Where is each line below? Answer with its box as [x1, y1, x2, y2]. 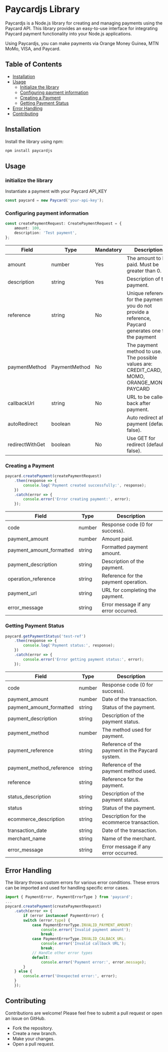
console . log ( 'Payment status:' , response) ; [23, 643, 115, 648]
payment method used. [101, 767, 156, 774]
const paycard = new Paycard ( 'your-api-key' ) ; [5, 198, 104, 203]
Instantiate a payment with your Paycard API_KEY [5, 188, 107, 194]
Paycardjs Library [5, 3, 80, 15]
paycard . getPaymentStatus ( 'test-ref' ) [5, 633, 86, 638]
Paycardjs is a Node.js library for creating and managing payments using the [5, 20, 162, 26]
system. [101, 753, 121, 760]
